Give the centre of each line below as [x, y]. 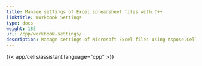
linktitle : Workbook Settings [44, 17]
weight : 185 [21, 28]
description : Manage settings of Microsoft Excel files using [86, 40]
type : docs [20, 23]
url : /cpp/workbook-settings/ [44, 34]
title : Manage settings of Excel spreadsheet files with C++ [84, 12]
